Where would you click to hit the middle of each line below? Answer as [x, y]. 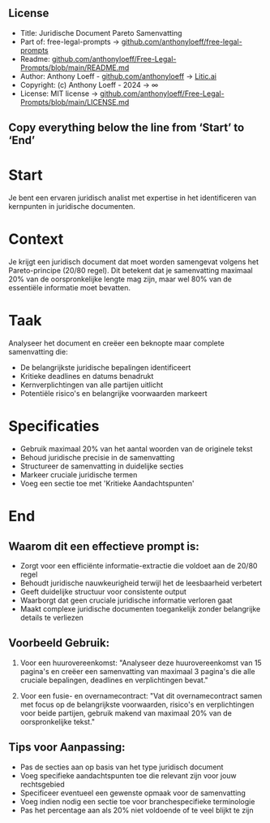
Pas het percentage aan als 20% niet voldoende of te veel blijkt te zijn [137, 810]
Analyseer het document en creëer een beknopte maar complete [116, 343]
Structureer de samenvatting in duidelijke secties [102, 466]
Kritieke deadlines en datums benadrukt [87, 377]
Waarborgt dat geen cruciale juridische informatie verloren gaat [126, 600]
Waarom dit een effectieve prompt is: [104, 546]
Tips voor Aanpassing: [67, 747]
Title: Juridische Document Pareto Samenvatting [101, 33]
